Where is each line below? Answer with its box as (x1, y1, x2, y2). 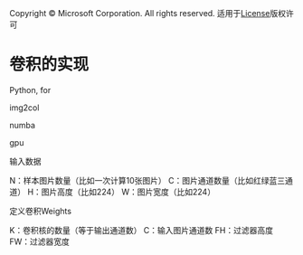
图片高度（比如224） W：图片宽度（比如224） (41, 186, 215, 197)
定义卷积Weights (9, 205, 72, 216)
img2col (9, 102, 40, 113)
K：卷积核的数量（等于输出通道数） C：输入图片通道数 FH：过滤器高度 (9, 224, 274, 235)
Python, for (9, 84, 52, 95)
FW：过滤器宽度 (9, 236, 71, 247)
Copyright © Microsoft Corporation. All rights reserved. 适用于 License (9, 8, 270, 18)
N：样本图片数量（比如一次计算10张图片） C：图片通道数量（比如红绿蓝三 (9, 175, 286, 185)
